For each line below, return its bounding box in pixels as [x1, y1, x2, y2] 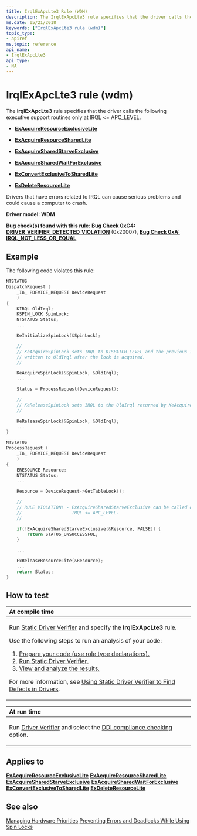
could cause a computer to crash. [6, 200, 88, 207]
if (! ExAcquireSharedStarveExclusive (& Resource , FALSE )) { [16, 526, 161, 532]
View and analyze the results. [19, 664, 100, 673]
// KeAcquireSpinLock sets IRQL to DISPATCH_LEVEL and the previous [16, 349, 188, 354]
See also [6, 801, 38, 811]
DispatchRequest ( [6, 284, 51, 290]
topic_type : [6, 30, 35, 36]
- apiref [6, 36, 28, 42]
